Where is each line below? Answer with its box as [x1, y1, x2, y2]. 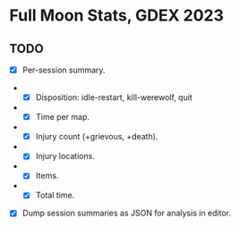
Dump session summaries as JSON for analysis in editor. [21, 207, 231, 219]
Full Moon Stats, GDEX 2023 [9, 5, 224, 26]
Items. [35, 171, 59, 181]
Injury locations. [35, 151, 96, 162]
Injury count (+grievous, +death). [35, 131, 159, 142]
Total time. [35, 189, 75, 201]
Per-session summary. [21, 64, 106, 75]
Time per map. [35, 112, 90, 122]
